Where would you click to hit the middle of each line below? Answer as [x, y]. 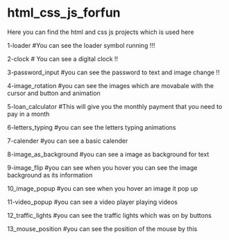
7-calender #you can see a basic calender [68, 141]
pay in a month [28, 114]
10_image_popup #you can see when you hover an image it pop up [103, 188]
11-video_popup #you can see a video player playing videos [93, 202]
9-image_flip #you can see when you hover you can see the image [102, 167]
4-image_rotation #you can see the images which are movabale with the [110, 85]
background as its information [50, 175]
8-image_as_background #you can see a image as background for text [108, 154]
